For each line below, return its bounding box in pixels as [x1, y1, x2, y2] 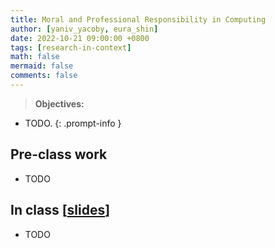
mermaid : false [10, 61, 74, 71]
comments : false [10, 71, 78, 81]
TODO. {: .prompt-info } [24, 117, 122, 129]
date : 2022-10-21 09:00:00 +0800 [10, 33, 150, 43]
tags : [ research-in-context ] [10, 42, 132, 53]
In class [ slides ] [10, 202, 111, 219]
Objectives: [34, 97, 85, 110]
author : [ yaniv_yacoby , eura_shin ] [10, 24, 159, 34]
